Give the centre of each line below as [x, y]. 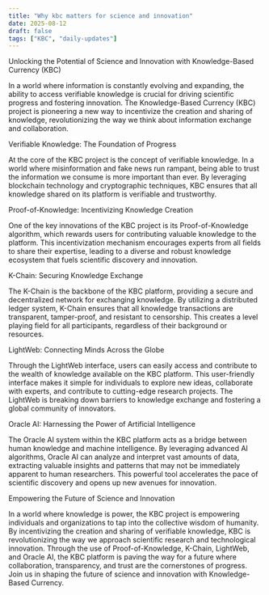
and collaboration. [38, 129]
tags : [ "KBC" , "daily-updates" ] [63, 38]
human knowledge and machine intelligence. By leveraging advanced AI [128, 449]
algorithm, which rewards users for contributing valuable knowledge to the [132, 234]
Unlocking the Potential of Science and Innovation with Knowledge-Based [131, 61]
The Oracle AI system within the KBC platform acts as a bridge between [128, 440]
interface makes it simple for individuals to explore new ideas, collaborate [130, 383]
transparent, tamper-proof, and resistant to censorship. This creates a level [133, 317]
